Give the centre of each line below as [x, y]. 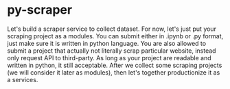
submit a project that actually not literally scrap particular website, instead [112, 51]
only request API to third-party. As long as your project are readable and [109, 58]
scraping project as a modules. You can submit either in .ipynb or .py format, [115, 36]
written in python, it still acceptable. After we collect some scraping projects [115, 65]
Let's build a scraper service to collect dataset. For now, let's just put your [112, 29]
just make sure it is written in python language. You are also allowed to [107, 43]
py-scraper [40, 10]
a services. [23, 79]
